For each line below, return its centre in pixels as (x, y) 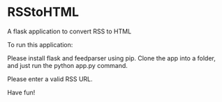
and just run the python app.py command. (67, 65)
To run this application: (40, 44)
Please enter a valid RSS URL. (50, 79)
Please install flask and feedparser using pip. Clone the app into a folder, (112, 58)
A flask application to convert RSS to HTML (69, 31)
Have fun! (21, 92)
